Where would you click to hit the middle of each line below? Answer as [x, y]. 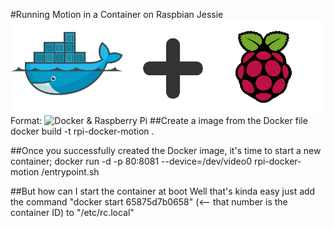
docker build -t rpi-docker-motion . [82, 131]
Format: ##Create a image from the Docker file [159, 120]
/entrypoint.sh [70, 171]
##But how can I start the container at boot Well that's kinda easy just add [163, 191]
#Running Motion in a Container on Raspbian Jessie [117, 14]
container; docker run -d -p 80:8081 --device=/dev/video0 [131, 161]
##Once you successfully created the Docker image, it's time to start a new [166, 150]
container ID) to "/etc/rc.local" [72, 212]
